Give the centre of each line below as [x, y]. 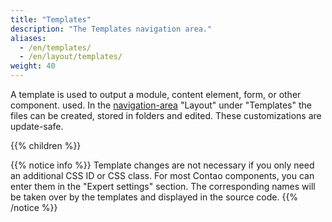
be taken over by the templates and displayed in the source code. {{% [154, 197]
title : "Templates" [51, 19]
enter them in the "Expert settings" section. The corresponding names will [163, 186]
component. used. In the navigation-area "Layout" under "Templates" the [161, 105]
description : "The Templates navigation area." [111, 29]
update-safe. [37, 126]
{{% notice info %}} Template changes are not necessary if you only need [162, 165]
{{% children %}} [46, 145]
